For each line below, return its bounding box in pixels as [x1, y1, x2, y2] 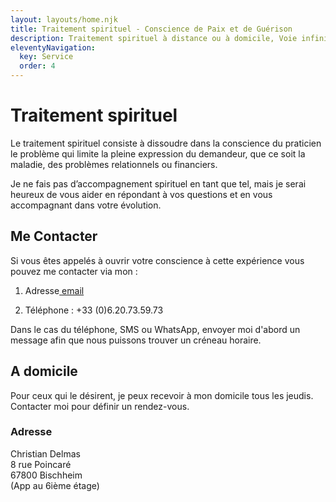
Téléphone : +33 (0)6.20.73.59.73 [24, 304, 164, 316]
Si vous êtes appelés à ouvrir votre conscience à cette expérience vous [10, 254, 305, 266]
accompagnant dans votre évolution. [10, 199, 162, 211]
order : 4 [19, 61, 56, 71]
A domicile [10, 363, 78, 380]
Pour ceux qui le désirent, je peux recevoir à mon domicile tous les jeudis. [10, 389, 314, 401]
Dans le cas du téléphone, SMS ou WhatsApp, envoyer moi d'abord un [10, 323, 301, 335]
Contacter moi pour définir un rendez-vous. [10, 400, 190, 412]
